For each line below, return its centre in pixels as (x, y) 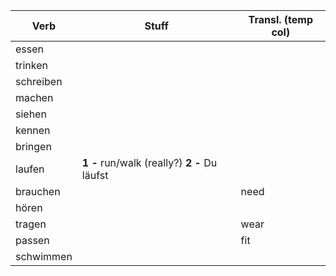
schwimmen (44, 256)
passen (32, 240)
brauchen (38, 191)
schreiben (39, 81)
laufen (30, 169)
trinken (31, 65)
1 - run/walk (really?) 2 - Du (149, 162)
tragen (31, 224)
